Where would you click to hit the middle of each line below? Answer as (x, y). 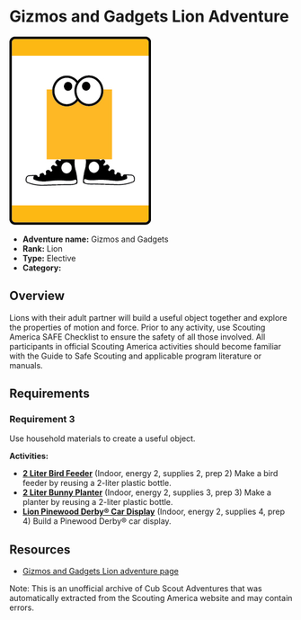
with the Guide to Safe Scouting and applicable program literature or (136, 356)
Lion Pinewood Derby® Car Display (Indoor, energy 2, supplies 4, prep (154, 512)
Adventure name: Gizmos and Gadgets (95, 239)
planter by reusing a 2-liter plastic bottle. (97, 502)
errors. (22, 607)
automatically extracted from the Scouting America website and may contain (151, 598)
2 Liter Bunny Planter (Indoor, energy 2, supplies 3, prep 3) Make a (147, 492)
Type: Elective (49, 258)
